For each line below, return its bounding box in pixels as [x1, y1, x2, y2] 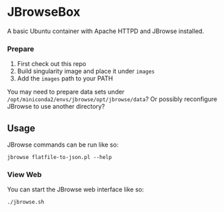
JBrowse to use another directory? [7, 103, 105, 111]
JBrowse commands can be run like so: [7, 140, 119, 149]
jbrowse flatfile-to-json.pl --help [7, 154, 112, 161]
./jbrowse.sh [7, 199, 45, 206]
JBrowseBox [7, 4, 80, 20]
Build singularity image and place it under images [16, 67, 155, 76]
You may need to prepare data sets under [7, 87, 125, 96]
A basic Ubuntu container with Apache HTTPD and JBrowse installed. [7, 27, 205, 35]
